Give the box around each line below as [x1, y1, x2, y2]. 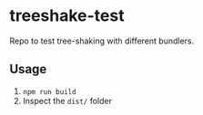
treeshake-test [9, 5, 125, 26]
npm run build [22, 87, 76, 96]
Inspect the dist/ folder [22, 95, 112, 106]
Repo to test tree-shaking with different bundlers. [9, 35, 195, 46]
